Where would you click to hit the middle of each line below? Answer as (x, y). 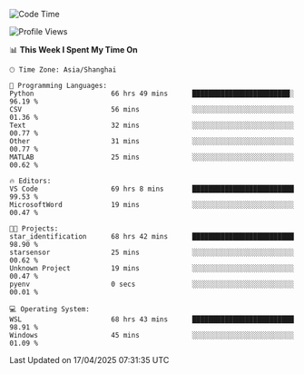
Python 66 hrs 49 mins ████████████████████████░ (152, 93)
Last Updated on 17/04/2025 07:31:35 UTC (89, 360)
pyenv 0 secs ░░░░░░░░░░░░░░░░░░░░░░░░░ (152, 284)
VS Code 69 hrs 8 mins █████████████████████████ (152, 189)
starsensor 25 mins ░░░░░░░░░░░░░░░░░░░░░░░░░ (152, 252)
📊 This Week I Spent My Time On (74, 49)
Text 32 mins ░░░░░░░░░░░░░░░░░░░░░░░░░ (152, 125)
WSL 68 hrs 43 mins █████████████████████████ (152, 320)
